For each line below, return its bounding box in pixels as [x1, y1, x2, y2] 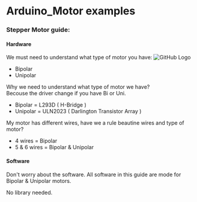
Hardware [6, 40, 32, 47]
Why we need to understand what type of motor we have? [6, 83, 150, 91]
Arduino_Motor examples [6, 4, 136, 18]
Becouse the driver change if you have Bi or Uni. [6, 90, 126, 97]
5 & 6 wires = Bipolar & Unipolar [14, 144, 94, 151]
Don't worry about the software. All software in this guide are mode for [6, 171, 181, 178]
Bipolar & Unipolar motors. [6, 177, 71, 184]
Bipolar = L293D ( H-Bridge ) [14, 101, 87, 108]
